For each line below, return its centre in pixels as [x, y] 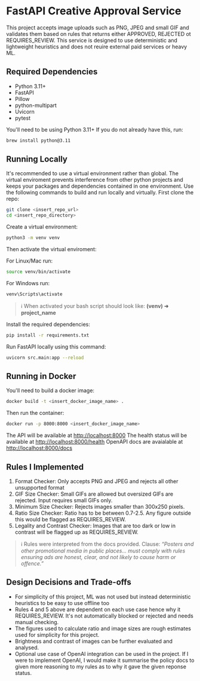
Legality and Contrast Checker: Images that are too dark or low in [95, 526]
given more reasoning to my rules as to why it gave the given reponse [101, 666]
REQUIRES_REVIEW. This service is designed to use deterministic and [92, 40]
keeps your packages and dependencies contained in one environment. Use [100, 186]
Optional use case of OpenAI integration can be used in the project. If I [101, 653]
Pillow [22, 99]
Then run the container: [35, 413]
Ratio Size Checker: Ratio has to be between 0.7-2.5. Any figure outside [103, 513]
